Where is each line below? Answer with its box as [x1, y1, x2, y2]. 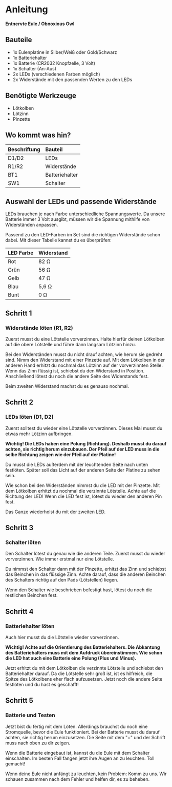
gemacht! [5, 760, 26, 766]
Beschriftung [8, 146, 40, 153]
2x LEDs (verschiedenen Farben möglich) [12, 71, 101, 77]
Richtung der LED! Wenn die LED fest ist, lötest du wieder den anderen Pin [5, 493, 162, 499]
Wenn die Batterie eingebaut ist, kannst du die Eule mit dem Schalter [5, 749, 150, 756]
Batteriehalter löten [5, 623, 55, 630]
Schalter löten [5, 538, 41, 546]
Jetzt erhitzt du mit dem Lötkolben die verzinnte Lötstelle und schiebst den [5, 665, 163, 671]
